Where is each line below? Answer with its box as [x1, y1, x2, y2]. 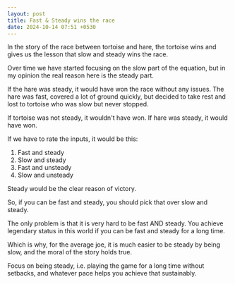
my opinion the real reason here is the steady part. [7, 71, 154, 80]
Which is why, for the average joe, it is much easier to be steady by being [7, 240, 221, 249]
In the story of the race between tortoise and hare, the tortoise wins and [7, 43, 217, 51]
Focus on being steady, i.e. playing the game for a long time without [7, 261, 205, 270]
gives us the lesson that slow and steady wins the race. [7, 50, 168, 58]
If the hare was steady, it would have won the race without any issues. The [7, 85, 224, 94]
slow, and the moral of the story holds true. [7, 248, 133, 257]
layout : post [7, 10, 46, 18]
